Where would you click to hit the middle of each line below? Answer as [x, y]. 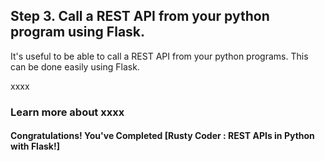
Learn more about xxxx [67, 112]
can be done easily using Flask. [75, 66]
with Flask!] [35, 146]
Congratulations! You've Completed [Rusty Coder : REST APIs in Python [162, 136]
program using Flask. [78, 32]
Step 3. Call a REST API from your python [140, 16]
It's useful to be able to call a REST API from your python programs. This [159, 56]
